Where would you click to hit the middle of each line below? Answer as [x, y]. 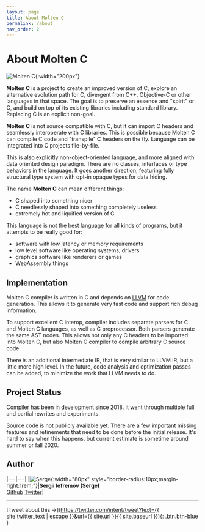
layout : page [23, 12]
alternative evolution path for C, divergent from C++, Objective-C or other [99, 95]
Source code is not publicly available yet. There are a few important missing [102, 425]
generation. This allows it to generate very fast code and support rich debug [102, 304]
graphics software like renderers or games [68, 257]
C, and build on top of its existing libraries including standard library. [92, 108]
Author [20, 464]
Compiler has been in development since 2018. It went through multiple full [100, 407]
